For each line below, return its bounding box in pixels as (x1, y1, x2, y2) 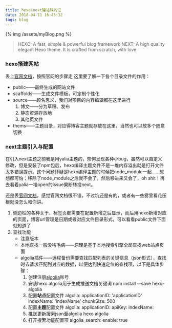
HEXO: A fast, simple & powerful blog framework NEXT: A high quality (17, 41, 165, 47)
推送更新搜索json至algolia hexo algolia (28, 311, 109, 317)
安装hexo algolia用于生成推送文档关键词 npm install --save (28, 280, 151, 286)
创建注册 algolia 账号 (28, 274, 69, 280)
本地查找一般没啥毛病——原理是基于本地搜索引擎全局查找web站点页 (20, 242, 164, 248)
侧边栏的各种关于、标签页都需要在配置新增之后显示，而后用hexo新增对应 (12, 209, 167, 216)
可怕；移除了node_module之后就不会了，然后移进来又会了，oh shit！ (14, 175, 160, 181)
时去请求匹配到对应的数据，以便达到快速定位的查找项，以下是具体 (20, 261, 160, 267)
